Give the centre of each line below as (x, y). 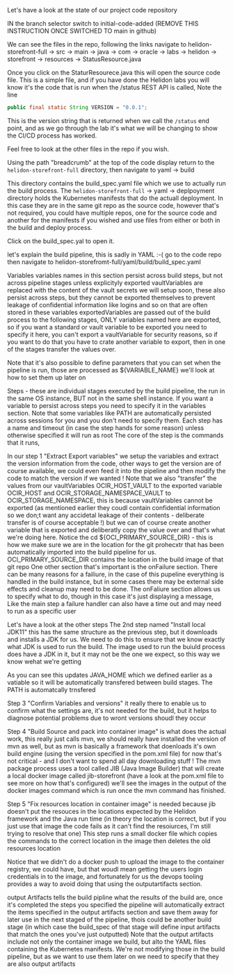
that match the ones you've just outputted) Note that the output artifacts (111, 934)
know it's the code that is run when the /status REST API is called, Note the (115, 87)
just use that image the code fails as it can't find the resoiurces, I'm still (109, 826)
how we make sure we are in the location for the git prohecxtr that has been (116, 544)
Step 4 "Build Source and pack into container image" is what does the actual (117, 731)
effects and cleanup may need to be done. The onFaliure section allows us (114, 589)
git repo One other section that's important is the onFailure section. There (112, 566)
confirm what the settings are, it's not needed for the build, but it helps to (112, 710)
